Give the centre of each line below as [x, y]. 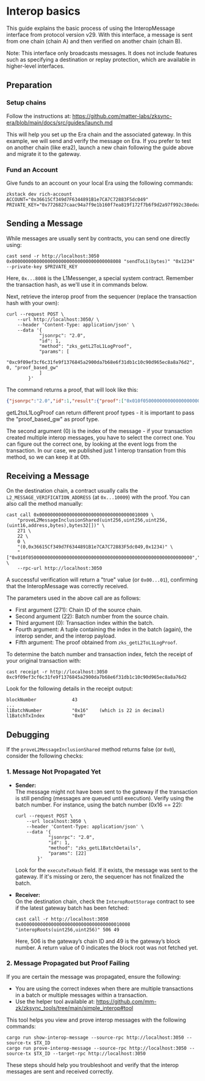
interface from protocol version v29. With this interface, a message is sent [100, 34]
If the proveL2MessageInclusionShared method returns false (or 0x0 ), [91, 750]
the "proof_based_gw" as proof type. [53, 419]
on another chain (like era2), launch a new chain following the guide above [100, 147]
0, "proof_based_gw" [33, 367]
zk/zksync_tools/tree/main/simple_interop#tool [74, 1008]
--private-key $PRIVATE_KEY [42, 267]
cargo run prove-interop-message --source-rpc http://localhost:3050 [97, 1048]
